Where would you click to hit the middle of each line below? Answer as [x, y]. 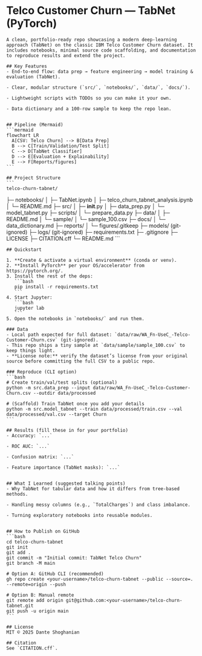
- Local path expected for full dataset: [59, 335]
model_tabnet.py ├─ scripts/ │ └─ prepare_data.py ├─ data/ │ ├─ [88, 213]
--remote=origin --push [36, 584]
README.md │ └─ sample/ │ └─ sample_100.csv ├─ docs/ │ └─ [86, 219]
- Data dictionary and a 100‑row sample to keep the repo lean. [89, 109]
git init [17, 547]
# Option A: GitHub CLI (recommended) [55, 574]
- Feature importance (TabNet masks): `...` [63, 467]
